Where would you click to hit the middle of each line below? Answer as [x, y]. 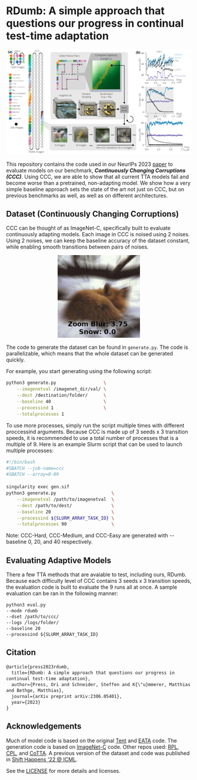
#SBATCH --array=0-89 [33, 474]
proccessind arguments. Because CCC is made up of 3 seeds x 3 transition [97, 432]
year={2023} [26, 702]
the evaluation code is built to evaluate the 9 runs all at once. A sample [92, 587]
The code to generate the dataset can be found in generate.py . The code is [97, 347]
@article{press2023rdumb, [38, 667]
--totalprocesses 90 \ [66, 524]
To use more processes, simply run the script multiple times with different [95, 425]
